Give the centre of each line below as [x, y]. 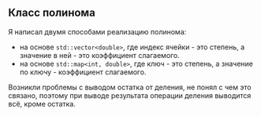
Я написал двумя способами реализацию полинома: [97, 31]
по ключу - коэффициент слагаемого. [83, 72]
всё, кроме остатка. [42, 103]
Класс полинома [52, 13]
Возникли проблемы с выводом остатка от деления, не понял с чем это [130, 87]
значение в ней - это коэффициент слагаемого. [99, 55]
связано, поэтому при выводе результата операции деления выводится [130, 95]
